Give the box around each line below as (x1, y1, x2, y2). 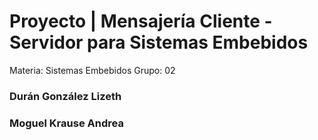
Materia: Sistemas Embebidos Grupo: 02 (9, 64, 176, 76)
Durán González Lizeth (9, 89, 122, 103)
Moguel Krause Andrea (9, 116, 124, 130)
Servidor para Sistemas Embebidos (9, 31, 309, 54)
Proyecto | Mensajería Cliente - (9, 10, 273, 33)
